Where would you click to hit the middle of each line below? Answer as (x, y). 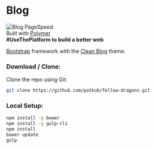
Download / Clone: (34, 66)
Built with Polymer (28, 33)
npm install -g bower (33, 118)
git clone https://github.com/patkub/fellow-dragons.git (78, 91)
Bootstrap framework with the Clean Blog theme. (66, 51)
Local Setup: (25, 106)
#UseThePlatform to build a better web (55, 39)
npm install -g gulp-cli (37, 124)
